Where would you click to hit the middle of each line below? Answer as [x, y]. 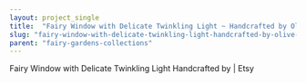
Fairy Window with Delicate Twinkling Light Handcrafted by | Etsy [132, 69]
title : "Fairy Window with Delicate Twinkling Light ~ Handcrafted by [148, 26]
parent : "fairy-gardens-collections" [81, 43]
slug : [20, 34]
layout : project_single [55, 18]
